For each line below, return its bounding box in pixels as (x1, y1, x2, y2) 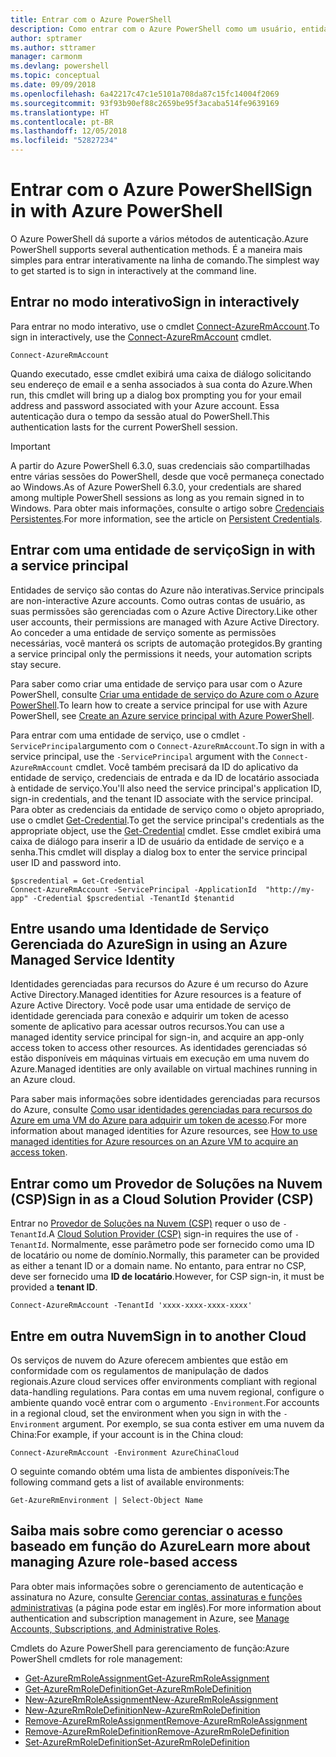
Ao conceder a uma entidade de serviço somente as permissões (10, 626, 277, 638)
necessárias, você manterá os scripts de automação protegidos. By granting (10, 637, 323, 649)
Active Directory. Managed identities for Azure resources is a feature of (10, 989, 302, 1001)
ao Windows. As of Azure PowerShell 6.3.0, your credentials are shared (10, 481, 302, 493)
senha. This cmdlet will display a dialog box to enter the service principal (10, 846, 308, 858)
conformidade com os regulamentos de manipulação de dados (10, 1365, 269, 1376)
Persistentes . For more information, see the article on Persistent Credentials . (10, 512, 323, 525)
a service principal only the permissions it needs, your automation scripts (10, 647, 313, 660)
